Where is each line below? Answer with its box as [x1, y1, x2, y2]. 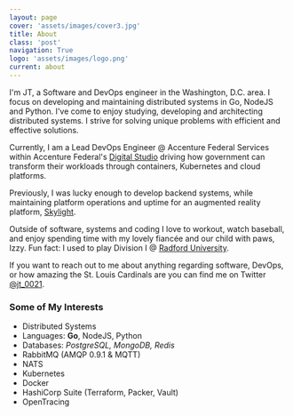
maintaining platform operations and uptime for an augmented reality [9, 196, 261, 207]
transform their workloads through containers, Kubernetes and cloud [9, 161, 261, 172]
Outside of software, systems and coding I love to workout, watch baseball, [9, 223, 285, 234]
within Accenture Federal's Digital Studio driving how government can [9, 151, 265, 162]
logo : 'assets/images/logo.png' [9, 54, 129, 63]
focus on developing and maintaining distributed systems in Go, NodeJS [9, 96, 273, 107]
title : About [9, 29, 58, 38]
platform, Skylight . [9, 206, 76, 217]
